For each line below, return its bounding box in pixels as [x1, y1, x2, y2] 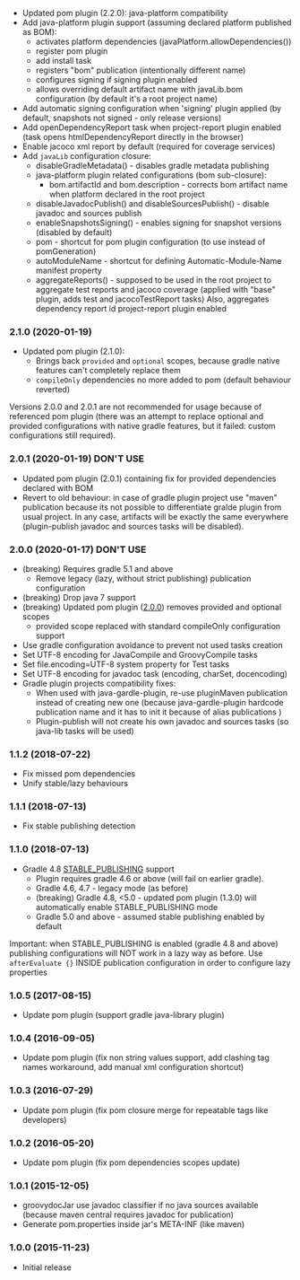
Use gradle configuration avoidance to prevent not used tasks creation [21, 639, 284, 650]
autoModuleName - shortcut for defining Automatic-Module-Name [35, 256, 282, 266]
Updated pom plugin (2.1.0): [21, 346, 125, 357]
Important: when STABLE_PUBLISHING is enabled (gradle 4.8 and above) [9, 938, 279, 949]
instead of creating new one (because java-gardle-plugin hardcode [35, 697, 284, 707]
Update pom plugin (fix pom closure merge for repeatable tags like [21, 1104, 269, 1116]
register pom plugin [35, 46, 108, 57]
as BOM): [21, 27, 57, 37]
